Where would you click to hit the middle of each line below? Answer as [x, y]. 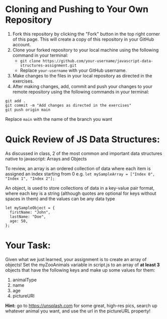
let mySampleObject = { [30, 208]
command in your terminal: [40, 55]
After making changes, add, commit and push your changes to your [82, 86]
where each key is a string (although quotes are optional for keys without [81, 193]
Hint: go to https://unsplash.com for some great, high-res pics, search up [81, 305]
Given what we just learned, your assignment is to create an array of [76, 259]
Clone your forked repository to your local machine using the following [86, 50]
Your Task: [28, 246]
